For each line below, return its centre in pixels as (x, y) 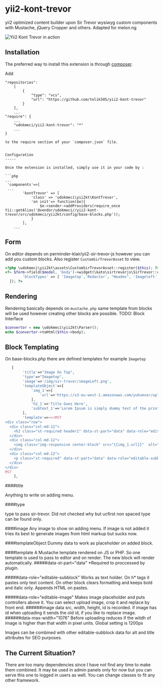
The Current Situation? (40, 653)
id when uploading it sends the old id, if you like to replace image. (71, 613)
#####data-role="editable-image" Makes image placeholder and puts (75, 597)
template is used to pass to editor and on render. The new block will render (80, 558)
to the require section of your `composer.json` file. (62, 142)
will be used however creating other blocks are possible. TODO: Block (75, 313)
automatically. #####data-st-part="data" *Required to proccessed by (75, 563)
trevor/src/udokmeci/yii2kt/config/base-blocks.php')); (63, 214)
